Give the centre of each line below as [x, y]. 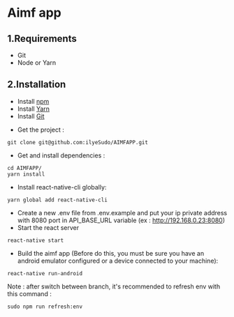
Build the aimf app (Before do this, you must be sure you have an [111, 253]
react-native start [36, 240]
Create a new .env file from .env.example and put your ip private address [122, 212]
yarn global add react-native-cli [58, 200]
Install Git [31, 116]
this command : [30, 293]
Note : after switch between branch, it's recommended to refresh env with [114, 286]
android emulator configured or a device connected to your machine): [118, 261]
